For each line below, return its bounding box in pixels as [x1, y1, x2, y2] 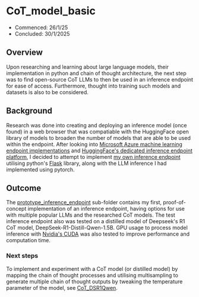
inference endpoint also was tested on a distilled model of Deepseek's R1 [6, 218, 185, 225]
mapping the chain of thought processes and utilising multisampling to [6, 271, 178, 279]
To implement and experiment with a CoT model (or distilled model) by [6, 265, 178, 272]
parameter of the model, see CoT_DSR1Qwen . [6, 284, 118, 291]
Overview [6, 48, 43, 58]
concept [6, 205, 27, 212]
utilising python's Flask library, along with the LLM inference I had [6, 160, 167, 167]
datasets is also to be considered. [6, 88, 89, 96]
